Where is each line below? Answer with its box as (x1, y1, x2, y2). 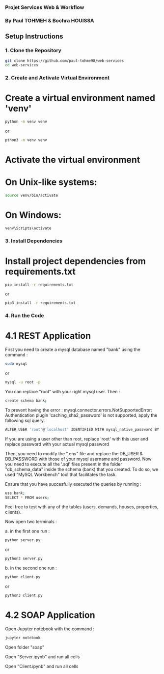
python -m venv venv (5, 119, 48, 124)
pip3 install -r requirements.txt (5, 300, 76, 306)
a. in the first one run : (5, 528, 50, 534)
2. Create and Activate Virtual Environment (5, 74, 109, 81)
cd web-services (5, 63, 38, 68)
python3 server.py (5, 556, 43, 561)
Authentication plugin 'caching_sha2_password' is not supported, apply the (5, 412, 158, 418)
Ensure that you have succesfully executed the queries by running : (5, 481, 141, 487)
